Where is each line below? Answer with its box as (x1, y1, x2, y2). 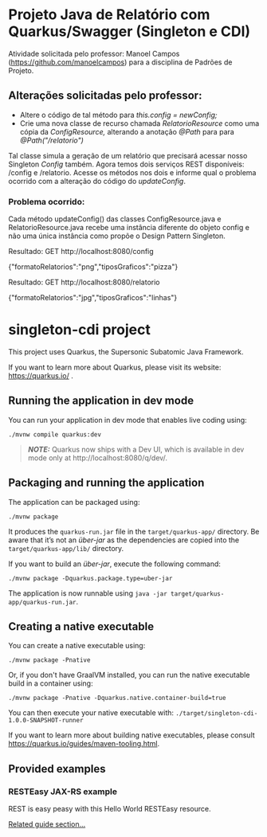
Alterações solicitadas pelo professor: (8, 89, 202, 103)
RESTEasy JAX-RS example (8, 786, 118, 797)
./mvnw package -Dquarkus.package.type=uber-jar (8, 574, 173, 582)
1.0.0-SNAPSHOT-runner (8, 717, 84, 725)
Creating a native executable (8, 620, 154, 633)
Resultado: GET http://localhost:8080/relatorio (8, 277, 161, 287)
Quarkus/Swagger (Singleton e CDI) (8, 22, 251, 41)
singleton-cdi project (8, 321, 151, 339)
